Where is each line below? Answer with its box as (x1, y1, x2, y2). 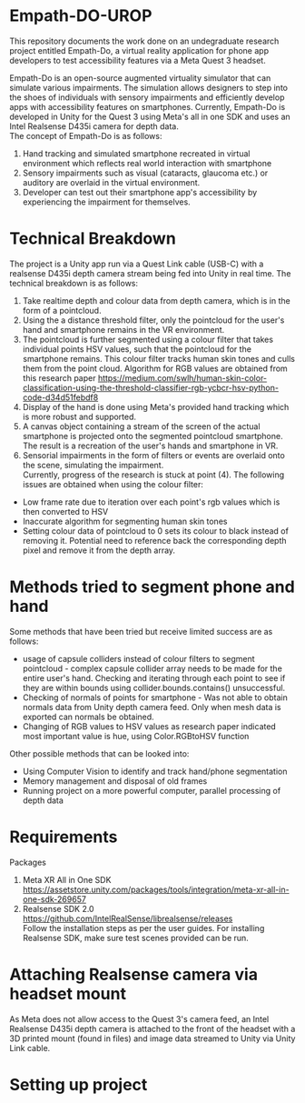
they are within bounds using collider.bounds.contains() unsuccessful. (22, 682, 286, 693)
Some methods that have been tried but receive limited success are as (9, 626, 273, 637)
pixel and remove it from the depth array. (22, 545, 175, 556)
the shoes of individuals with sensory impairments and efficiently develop (9, 92, 285, 103)
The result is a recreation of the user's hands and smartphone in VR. (22, 440, 279, 451)
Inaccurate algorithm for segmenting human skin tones (22, 516, 228, 526)
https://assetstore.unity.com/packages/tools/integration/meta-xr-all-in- (22, 884, 290, 895)
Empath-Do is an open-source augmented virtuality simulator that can (9, 72, 271, 83)
